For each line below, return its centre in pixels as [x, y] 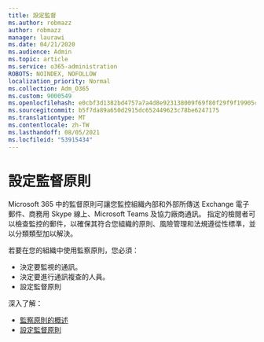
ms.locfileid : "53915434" [50, 140]
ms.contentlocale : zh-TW [49, 125]
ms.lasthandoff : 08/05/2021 [54, 132]
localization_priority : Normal [59, 81]
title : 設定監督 [32, 15]
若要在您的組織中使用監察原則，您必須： [73, 250]
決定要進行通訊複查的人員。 [64, 277]
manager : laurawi [37, 37]
